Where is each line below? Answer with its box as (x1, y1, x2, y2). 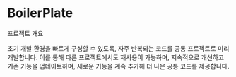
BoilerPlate (7, 5, 73, 21)
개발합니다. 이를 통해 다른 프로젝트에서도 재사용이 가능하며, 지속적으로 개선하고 (7, 53, 225, 61)
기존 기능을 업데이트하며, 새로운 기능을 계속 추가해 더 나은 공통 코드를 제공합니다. (7, 61, 230, 70)
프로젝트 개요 (7, 29, 44, 37)
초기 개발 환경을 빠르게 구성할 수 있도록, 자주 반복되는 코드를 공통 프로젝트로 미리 (7, 44, 230, 52)
